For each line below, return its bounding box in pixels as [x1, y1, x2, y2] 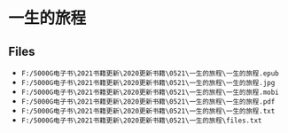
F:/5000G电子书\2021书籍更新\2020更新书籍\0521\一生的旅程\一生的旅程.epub [20, 69, 280, 78]
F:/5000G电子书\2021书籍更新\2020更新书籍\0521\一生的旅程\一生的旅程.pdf [20, 98, 276, 106]
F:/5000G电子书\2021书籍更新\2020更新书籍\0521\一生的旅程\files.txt [20, 116, 262, 125]
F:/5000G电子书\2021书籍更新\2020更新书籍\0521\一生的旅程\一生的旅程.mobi [20, 88, 280, 97]
